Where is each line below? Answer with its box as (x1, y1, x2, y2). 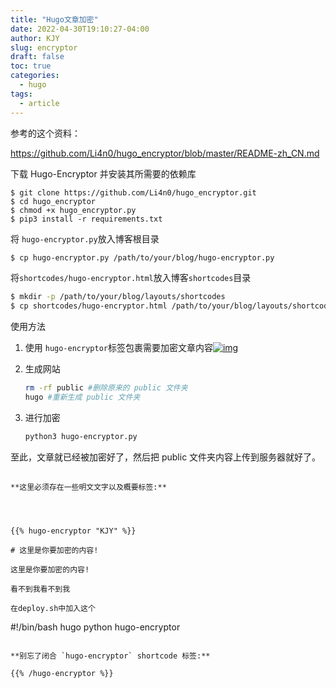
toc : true (10, 61, 52, 71)
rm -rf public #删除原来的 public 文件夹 (24, 383, 188, 393)
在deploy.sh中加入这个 (10, 604, 96, 614)
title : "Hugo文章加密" (10, 14, 99, 25)
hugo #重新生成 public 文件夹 (24, 392, 141, 402)
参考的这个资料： (10, 127, 81, 139)
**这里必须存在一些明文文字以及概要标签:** (10, 482, 167, 493)
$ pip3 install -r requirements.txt (10, 214, 163, 224)
